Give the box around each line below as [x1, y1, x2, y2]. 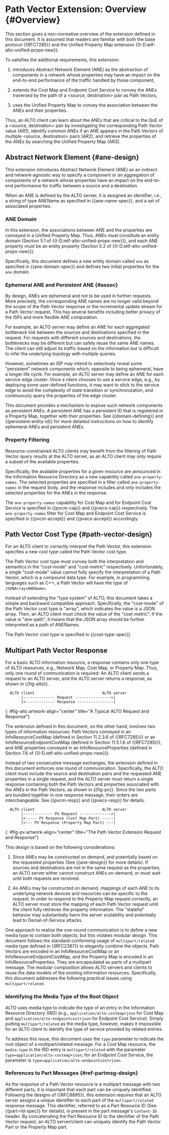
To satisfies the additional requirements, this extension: [5, 56, 120, 62]
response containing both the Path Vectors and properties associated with [5, 782, 159, 788]
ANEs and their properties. [12, 107, 68, 113]
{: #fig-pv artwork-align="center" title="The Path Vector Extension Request [5, 829, 161, 835]
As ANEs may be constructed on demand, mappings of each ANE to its [12, 885, 159, 891]
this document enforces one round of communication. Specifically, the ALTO [5, 765, 163, 771]
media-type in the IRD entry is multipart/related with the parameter [5, 1046, 146, 1052]
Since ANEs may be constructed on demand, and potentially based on [12, 854, 158, 860]
